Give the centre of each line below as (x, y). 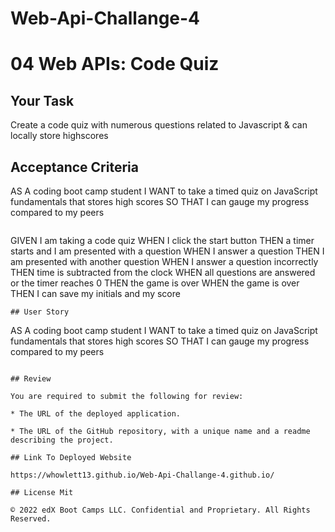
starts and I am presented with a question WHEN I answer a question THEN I (167, 251)
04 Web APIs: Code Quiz (115, 64)
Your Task (42, 100)
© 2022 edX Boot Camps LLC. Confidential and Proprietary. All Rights (160, 510)
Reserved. (31, 519)
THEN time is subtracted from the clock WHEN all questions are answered (163, 272)
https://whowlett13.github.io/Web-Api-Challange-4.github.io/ (142, 475)
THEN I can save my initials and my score (95, 293)
